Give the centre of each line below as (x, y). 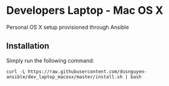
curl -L (16, 72)
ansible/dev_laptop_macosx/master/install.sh (64, 77)
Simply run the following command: (50, 60)
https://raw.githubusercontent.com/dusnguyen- (88, 72)
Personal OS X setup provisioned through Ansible (68, 27)
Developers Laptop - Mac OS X (85, 11)
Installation (28, 46)
